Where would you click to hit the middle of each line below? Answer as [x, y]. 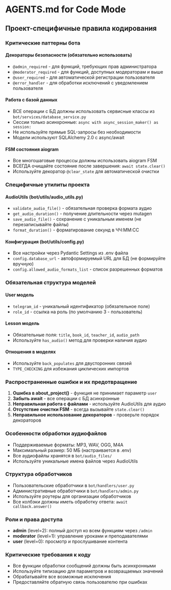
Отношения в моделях [31, 352]
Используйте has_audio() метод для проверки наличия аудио [80, 340]
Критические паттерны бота [43, 43]
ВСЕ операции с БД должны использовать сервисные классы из [83, 111]
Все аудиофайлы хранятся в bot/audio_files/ [62, 455]
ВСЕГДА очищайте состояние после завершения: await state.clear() [89, 166]
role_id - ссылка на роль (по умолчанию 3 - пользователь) [78, 312]
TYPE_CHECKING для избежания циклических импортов [71, 368]
